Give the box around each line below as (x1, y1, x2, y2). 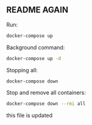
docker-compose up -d (6, 55, 62, 61)
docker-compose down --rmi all (6, 101, 86, 107)
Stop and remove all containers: (6, 89, 87, 96)
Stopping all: (6, 66, 38, 73)
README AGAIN (6, 5, 69, 15)
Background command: (6, 44, 65, 51)
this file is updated (6, 112, 53, 119)
